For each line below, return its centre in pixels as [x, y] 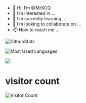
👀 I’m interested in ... [34, 13]
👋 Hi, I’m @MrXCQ [32, 8]
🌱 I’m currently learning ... [39, 19]
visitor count [32, 81]
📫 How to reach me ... [36, 30]
